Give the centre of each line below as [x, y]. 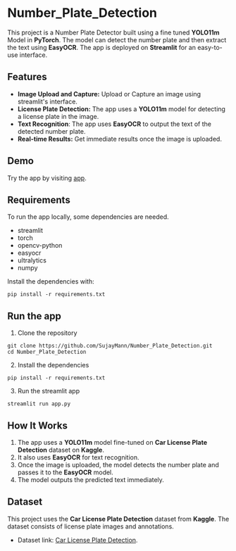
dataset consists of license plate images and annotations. [91, 526]
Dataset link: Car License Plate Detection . [77, 540]
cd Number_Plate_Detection [47, 352]
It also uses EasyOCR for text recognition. [78, 457]
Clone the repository [47, 333]
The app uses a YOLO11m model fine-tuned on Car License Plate [112, 442]
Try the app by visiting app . [47, 178]
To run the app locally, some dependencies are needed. [88, 217]
